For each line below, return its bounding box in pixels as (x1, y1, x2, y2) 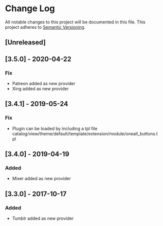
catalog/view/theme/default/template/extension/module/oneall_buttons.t (12, 131, 158, 136)
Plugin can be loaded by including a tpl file (12, 125, 98, 132)
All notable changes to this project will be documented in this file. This (5, 19, 146, 25)
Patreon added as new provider (12, 81, 75, 87)
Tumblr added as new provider (12, 215, 74, 222)
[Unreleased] (5, 38, 46, 47)
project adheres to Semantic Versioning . (5, 24, 86, 30)
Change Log (5, 3, 55, 14)
